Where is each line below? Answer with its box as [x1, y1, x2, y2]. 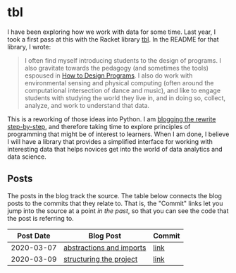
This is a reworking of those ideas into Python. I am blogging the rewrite [7, 114, 216, 123]
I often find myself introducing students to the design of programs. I [24, 56, 222, 64]
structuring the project [63, 254, 138, 264]
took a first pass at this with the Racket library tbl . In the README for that [7, 35, 220, 43]
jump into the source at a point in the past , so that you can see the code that [7, 206, 229, 215]
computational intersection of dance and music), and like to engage [24, 86, 221, 95]
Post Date [17, 231, 51, 241]
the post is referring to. [7, 214, 74, 222]
